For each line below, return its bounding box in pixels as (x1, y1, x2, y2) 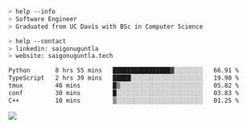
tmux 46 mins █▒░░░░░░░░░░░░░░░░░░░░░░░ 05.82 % (8, 81, 240, 89)
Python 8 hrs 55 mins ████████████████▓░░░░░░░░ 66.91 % (8, 67, 240, 75)
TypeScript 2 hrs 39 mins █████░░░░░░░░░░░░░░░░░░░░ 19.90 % (8, 74, 240, 82)
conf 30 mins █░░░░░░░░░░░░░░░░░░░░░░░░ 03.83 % (8, 89, 240, 97)
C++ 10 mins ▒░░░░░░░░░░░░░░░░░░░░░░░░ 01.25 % (8, 97, 240, 105)
